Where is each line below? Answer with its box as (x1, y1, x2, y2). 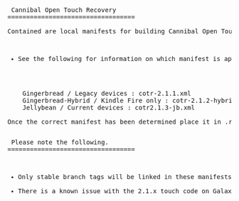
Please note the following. (11, 138, 109, 146)
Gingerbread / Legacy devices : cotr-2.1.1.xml (22, 89, 192, 97)
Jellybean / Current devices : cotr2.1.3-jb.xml (22, 104, 196, 112)
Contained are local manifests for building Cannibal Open (7, 28, 218, 35)
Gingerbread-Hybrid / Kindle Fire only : (22, 97, 169, 104)
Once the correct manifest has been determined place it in (7, 118, 222, 126)
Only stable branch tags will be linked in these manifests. (17, 173, 236, 180)
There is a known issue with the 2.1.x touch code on (17, 188, 210, 195)
